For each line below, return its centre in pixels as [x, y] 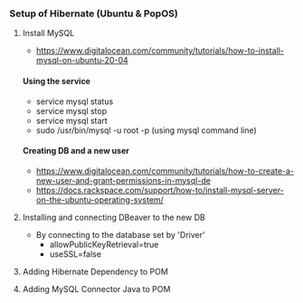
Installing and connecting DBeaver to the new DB [114, 217]
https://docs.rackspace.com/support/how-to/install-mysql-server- [160, 190]
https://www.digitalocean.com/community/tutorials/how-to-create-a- [165, 171]
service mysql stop [71, 110]
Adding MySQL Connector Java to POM [96, 289]
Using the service [56, 80]
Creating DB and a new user [76, 151]
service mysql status [75, 101]
